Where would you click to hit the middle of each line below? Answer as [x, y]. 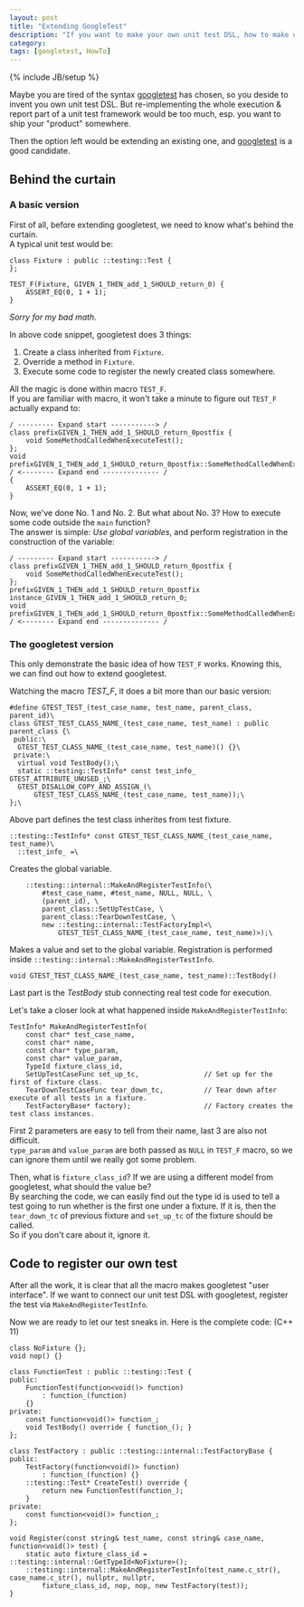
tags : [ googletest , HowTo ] [60, 52]
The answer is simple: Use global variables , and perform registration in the [149, 531]
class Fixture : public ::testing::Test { [90, 260]
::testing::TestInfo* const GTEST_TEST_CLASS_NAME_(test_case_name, [141, 837]
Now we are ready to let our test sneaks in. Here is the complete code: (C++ [152, 1322]
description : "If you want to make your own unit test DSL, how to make [149, 34]
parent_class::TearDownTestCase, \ [109, 917]
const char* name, [60, 1043]
